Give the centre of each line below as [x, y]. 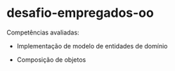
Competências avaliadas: [43, 32]
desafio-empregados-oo [80, 13]
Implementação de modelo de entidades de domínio [92, 46]
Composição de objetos [51, 59]
